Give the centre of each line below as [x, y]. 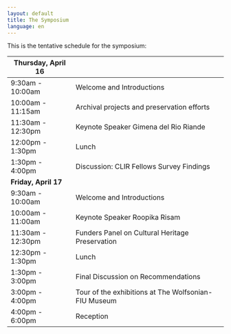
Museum [102, 301]
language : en [26, 26]
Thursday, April [40, 63]
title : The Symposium [38, 20]
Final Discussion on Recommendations [138, 277]
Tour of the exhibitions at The [123, 292]
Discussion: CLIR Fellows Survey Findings [143, 167]
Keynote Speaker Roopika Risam [128, 218]
